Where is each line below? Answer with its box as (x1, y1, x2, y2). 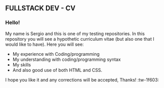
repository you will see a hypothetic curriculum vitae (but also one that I (5, 36, 154, 42)
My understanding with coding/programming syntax (12, 56, 121, 62)
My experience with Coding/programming (12, 51, 100, 57)
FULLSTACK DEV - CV (5, 4, 76, 13)
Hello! (5, 19, 20, 26)
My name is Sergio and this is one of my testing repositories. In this (5, 30, 145, 37)
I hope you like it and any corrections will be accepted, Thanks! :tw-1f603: (5, 76, 159, 82)
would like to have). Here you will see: (5, 41, 84, 47)
